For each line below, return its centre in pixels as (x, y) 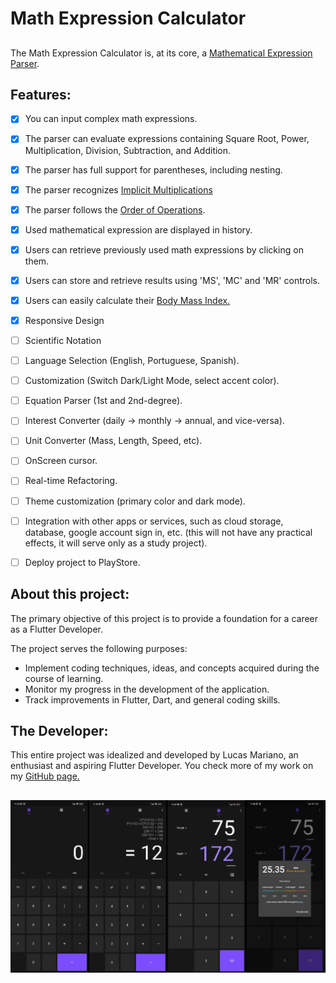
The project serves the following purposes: (99, 648)
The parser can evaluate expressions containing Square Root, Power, (167, 139)
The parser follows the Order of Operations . (115, 209)
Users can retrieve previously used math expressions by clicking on (164, 249)
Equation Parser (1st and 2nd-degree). (103, 401)
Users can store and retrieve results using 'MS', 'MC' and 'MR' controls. (172, 280)
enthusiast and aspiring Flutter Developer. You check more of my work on (162, 766)
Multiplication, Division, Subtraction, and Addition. (128, 150)
